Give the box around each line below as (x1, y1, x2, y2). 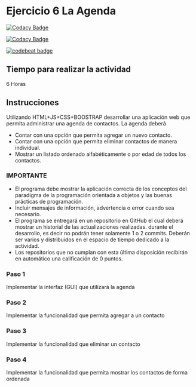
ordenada (6, 375, 30, 383)
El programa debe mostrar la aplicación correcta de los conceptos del (14, 185, 187, 192)
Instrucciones (6, 97, 59, 108)
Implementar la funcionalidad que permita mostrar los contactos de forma (6, 369, 188, 376)
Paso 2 (6, 299, 27, 307)
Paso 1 (6, 270, 26, 278)
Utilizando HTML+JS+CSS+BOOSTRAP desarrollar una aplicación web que (6, 113, 191, 121)
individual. (14, 144, 41, 151)
